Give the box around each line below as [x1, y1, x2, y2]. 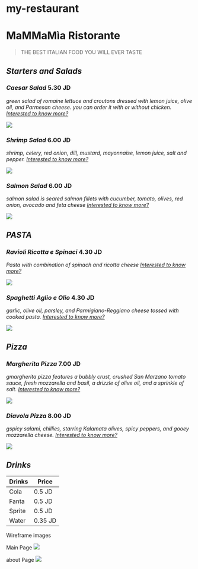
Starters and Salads [6, 66, 82, 76]
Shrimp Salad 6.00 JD [6, 136, 71, 144]
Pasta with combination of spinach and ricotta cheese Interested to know [6, 261, 186, 269]
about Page [6, 557, 34, 564]
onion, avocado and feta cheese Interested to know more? [6, 202, 149, 209]
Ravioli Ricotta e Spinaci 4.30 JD [6, 247, 103, 256]
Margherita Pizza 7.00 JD [6, 359, 81, 367]
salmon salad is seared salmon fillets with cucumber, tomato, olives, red [6, 195, 183, 202]
